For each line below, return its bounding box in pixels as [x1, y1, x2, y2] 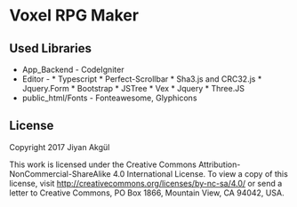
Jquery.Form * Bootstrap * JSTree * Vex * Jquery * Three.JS [21, 84, 245, 93]
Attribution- [198, 159, 241, 170]
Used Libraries [9, 41, 92, 56]
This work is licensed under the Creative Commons [9, 159, 197, 170]
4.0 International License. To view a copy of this [112, 168, 289, 179]
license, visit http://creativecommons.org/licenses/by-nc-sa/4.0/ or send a [9, 178, 283, 188]
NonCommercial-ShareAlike [9, 168, 111, 179]
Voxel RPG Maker [9, 5, 140, 26]
